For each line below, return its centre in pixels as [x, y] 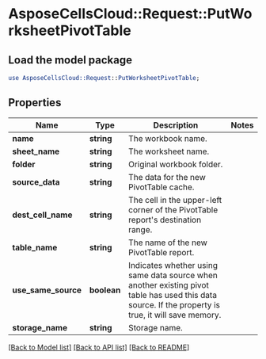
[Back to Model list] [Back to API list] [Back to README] [99, 347]
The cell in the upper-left [175, 200]
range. [140, 229]
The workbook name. [167, 138]
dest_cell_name [42, 215]
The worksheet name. [169, 151]
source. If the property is [174, 304]
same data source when [173, 275]
